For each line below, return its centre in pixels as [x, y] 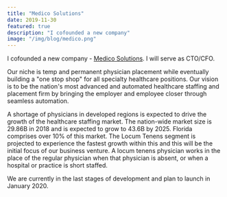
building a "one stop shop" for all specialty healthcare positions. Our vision [113, 79]
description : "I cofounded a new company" [69, 33]
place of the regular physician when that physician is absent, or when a [108, 158]
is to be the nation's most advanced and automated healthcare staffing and [113, 86]
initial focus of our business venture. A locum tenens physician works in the [114, 151]
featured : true [29, 26]
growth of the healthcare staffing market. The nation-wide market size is [110, 121]
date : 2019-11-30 [32, 20]
